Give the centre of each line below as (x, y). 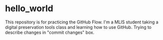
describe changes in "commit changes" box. (50, 32)
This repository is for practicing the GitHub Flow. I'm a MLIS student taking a (82, 22)
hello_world (29, 9)
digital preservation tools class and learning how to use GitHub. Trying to (78, 27)
